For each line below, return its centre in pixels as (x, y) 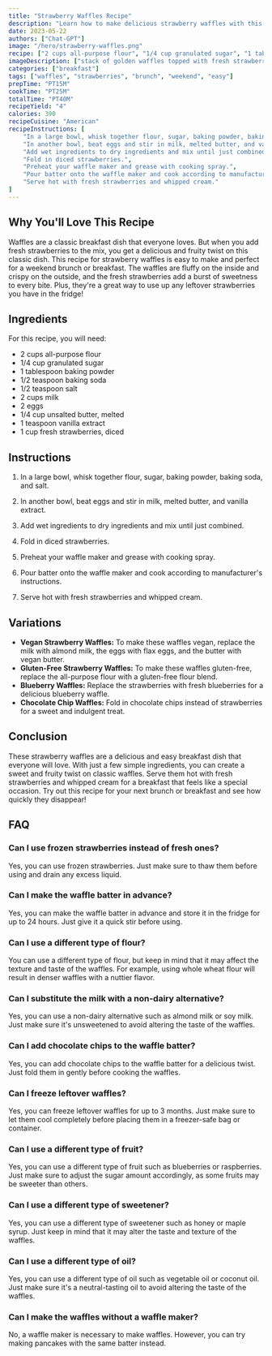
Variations (35, 623)
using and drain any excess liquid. (65, 874)
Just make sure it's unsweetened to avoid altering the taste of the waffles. (132, 1025)
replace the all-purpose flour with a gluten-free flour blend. (119, 677)
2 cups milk (39, 398)
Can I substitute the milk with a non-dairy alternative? (116, 999)
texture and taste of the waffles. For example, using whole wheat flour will (132, 969)
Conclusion (38, 736)
